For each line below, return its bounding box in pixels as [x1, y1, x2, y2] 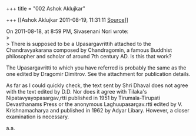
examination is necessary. [6, 113, 69, 120]
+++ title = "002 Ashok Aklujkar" [6, 5, 85, 12]
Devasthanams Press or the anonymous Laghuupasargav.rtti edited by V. [6, 101, 182, 108]
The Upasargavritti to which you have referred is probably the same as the [6, 64, 187, 71]
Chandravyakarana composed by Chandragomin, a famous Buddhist [6, 47, 172, 54]
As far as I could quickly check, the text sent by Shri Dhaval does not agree [6, 82, 188, 89]
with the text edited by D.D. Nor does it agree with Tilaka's [6, 88, 147, 95]
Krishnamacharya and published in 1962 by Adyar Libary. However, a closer [6, 107, 190, 114]
